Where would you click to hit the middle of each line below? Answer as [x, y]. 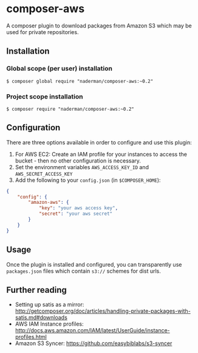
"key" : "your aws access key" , [78, 208]
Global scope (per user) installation [59, 69]
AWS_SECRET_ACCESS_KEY [44, 174]
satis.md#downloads [41, 318]
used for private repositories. [43, 32]
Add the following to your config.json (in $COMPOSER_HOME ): [88, 180]
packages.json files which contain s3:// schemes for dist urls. [84, 271]
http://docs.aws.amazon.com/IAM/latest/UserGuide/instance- [92, 330]
